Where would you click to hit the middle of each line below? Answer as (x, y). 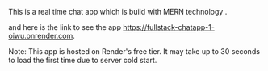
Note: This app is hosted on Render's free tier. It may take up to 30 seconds (134, 51)
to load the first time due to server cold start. (83, 60)
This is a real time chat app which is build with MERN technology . (118, 12)
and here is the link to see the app (65, 27)
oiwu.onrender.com (41, 36)
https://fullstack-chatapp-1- (169, 27)
